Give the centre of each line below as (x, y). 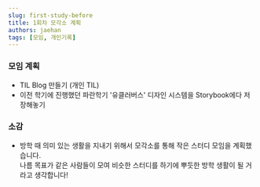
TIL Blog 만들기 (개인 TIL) (59, 85)
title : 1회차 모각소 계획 (45, 23)
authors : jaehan (35, 30)
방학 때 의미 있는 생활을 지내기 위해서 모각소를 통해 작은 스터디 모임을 (125, 145)
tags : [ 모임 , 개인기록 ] (42, 37)
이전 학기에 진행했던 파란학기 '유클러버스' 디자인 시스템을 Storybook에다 (130, 94)
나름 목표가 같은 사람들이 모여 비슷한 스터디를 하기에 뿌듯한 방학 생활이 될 (132, 165)
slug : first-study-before (50, 15)
